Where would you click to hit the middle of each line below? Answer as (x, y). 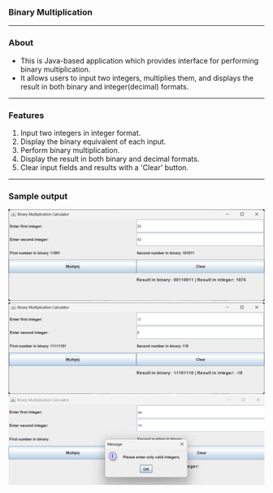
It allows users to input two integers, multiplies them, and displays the (137, 78)
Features (26, 115)
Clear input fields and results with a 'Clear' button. (104, 167)
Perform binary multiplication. (70, 150)
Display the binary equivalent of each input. (93, 142)
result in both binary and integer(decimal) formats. (104, 86)
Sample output (38, 196)
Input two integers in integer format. (80, 133)
